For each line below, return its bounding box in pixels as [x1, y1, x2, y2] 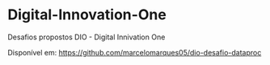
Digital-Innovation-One [7, 6, 167, 24]
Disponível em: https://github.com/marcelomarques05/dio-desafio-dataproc [7, 47, 262, 57]
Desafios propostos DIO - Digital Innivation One [7, 32, 166, 42]
